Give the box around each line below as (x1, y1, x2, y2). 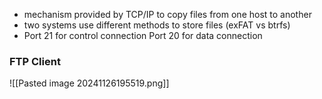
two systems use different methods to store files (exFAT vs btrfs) (23, 19, 291, 31)
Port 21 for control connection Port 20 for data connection (23, 30, 263, 41)
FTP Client (9, 54, 61, 68)
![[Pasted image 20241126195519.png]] (9, 77, 170, 89)
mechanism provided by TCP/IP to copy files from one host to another (23, 9, 312, 20)
